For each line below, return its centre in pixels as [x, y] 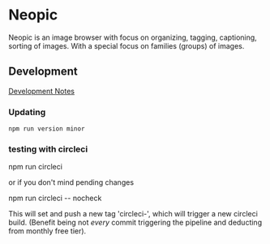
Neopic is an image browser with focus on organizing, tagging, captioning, [133, 37]
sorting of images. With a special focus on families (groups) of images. [126, 45]
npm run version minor [47, 129]
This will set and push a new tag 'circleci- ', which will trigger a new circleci [133, 214]
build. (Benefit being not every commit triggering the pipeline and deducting [135, 223]
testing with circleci [48, 149]
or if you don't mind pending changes [71, 182]
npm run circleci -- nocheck [55, 198]
